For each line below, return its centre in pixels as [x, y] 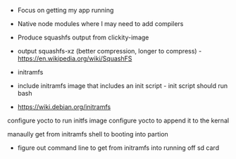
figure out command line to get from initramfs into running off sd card [118, 148]
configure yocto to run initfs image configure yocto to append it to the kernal [118, 120]
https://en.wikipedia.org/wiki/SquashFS [75, 58]
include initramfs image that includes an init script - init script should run [123, 86]
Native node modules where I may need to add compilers [100, 24]
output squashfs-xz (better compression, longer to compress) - [110, 51]
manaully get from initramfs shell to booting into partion [88, 134]
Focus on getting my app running [66, 10]
